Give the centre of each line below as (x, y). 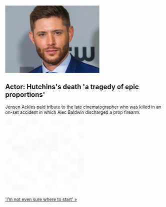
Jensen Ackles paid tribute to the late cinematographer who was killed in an (83, 107)
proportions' (25, 95)
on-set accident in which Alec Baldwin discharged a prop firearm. (73, 112)
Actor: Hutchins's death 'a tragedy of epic (72, 87)
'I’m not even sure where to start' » (41, 199)
